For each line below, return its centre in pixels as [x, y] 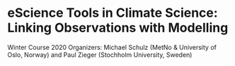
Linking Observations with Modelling [118, 28]
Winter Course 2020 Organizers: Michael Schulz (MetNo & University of [112, 47]
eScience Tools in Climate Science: [113, 13]
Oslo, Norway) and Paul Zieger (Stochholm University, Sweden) [100, 55]
